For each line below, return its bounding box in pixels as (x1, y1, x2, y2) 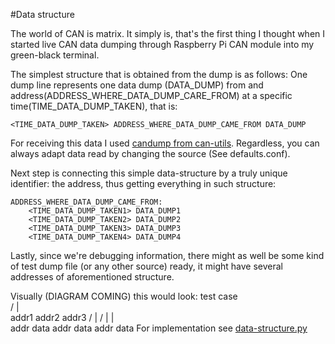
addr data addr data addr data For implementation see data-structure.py (10, 322, 308, 334)
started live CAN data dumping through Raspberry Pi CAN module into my (10, 39, 315, 50)
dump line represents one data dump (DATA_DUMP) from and (10, 79, 264, 91)
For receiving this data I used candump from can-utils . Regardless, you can (10, 137, 320, 149)
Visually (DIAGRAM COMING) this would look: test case (10, 290, 238, 302)
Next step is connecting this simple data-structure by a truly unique (10, 167, 288, 179)
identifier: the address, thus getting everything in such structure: (10, 178, 277, 189)
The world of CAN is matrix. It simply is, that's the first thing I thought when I (10, 28, 326, 39)
